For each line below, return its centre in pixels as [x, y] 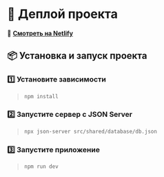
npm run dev [41, 166]
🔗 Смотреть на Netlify [40, 33]
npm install [41, 96]
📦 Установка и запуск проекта [77, 56]
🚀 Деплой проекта [63, 14]
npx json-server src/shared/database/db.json [90, 131]
